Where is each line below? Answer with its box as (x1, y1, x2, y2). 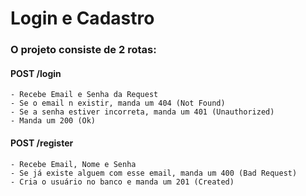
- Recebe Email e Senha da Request (10, 90, 159, 100)
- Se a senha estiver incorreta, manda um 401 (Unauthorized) (10, 107, 275, 117)
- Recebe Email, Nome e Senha (10, 159, 137, 169)
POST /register (10, 137, 74, 149)
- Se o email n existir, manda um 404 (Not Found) (10, 98, 226, 109)
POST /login (10, 67, 62, 79)
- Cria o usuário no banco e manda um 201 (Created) (10, 177, 235, 187)
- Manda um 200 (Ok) (10, 116, 97, 126)
